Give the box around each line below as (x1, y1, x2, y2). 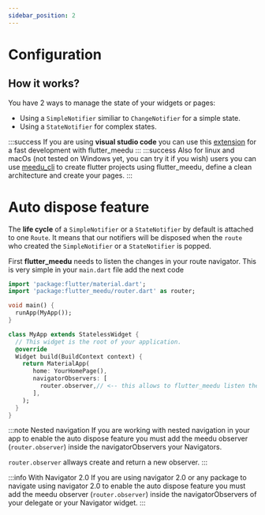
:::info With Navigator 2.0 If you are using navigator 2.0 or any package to (8, 473, 247, 483)
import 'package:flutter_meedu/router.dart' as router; (8, 288, 196, 295)
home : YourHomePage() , (32, 367, 108, 375)
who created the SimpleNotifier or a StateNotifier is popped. (8, 241, 211, 250)
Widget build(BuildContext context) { (15, 352, 144, 360)
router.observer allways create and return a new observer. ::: (8, 457, 208, 467)
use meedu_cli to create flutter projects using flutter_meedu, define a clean (8, 162, 252, 171)
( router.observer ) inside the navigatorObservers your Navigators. (8, 442, 222, 452)
